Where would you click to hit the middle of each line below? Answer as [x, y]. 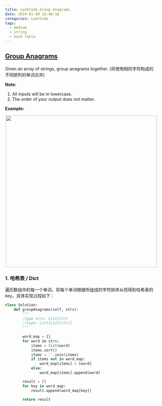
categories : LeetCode [27, 18]
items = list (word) [50, 346]
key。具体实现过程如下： [30, 296]
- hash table [22, 37]
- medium [18, 28]
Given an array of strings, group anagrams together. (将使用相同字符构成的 [79, 69]
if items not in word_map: [58, 359]
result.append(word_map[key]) [61, 390]
